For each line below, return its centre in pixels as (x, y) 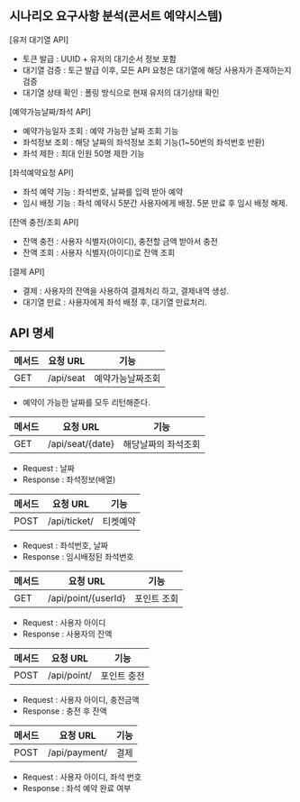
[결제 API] (27, 271)
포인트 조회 (157, 598)
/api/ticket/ (71, 521)
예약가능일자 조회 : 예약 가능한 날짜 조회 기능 (100, 131)
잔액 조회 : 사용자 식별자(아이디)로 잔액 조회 (99, 252)
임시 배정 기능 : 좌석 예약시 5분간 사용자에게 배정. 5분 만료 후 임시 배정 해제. (155, 203)
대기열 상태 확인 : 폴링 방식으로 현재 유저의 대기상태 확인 (121, 92)
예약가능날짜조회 (127, 378)
